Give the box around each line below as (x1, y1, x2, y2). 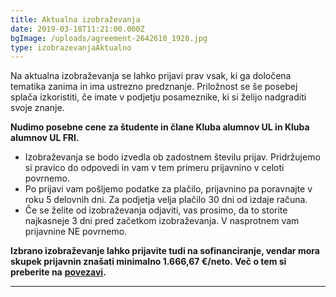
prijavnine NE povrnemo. (24, 226, 128, 238)
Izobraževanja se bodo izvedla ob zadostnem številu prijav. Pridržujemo (24, 151, 321, 163)
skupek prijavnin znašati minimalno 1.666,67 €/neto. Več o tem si (10, 256, 287, 268)
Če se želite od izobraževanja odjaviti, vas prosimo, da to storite (24, 204, 288, 216)
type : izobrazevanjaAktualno (10, 42, 132, 53)
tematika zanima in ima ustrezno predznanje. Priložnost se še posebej (10, 81, 298, 93)
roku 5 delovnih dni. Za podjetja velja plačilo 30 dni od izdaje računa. (24, 194, 308, 206)
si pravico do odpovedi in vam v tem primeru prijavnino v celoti (24, 162, 285, 174)
